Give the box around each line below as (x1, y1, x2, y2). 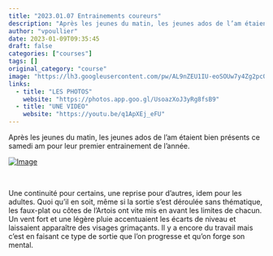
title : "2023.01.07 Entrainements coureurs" (8, 11, 162, 20)
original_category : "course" (8, 65, 107, 73)
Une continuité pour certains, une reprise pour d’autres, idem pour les (8, 189, 242, 197)
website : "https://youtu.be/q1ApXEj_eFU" (23, 111, 165, 119)
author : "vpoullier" (8, 27, 79, 35)
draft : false (8, 42, 53, 50)
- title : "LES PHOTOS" (15, 87, 93, 96)
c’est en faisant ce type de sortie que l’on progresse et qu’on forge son (8, 232, 245, 241)
